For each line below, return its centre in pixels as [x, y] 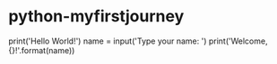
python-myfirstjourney [96, 16]
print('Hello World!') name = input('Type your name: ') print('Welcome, [138, 41]
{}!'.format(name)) [42, 50]
